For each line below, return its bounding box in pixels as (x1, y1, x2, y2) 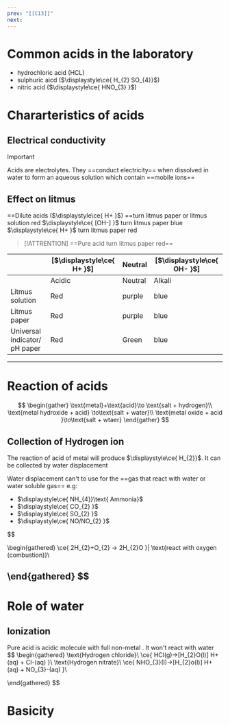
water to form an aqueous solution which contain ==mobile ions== (7, 173, 195, 182)
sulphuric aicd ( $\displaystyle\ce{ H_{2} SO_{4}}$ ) (16, 76, 160, 84)
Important (7, 152, 35, 161)
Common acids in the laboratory (7, 46, 194, 62)
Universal (10, 327, 41, 336)
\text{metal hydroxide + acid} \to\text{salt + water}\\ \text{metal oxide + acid (8, 408, 222, 417)
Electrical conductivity (7, 135, 106, 146)
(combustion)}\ (7, 551, 50, 559)
